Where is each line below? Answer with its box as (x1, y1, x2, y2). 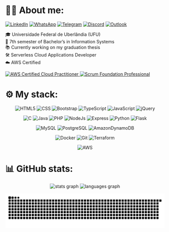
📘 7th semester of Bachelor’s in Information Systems (5, 38, 115, 44)
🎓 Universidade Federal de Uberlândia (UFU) (5, 31, 101, 37)
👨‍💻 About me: (5, 5, 64, 16)
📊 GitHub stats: (5, 163, 73, 175)
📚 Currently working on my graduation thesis (5, 44, 100, 50)
